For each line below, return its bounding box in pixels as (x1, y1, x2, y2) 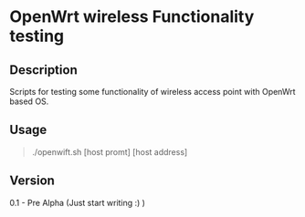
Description (9, 62, 78, 77)
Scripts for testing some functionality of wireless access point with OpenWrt (9, 87, 296, 97)
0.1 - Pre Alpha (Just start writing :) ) (9, 197, 146, 208)
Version (9, 173, 55, 189)
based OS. (9, 96, 49, 107)
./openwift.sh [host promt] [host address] (31, 146, 188, 157)
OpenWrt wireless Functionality (9, 6, 255, 27)
